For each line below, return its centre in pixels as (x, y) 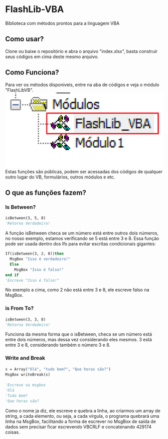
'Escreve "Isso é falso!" (32, 280)
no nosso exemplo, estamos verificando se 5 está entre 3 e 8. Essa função (82, 238)
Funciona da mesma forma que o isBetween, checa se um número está (78, 334)
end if (12, 275)
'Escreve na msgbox (26, 385)
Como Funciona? (32, 72)
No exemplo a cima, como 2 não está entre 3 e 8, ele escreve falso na (77, 290)
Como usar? (25, 39)
